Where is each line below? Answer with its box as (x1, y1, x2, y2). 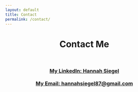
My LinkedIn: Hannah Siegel (49, 67, 119, 74)
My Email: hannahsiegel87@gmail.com (36, 80, 133, 87)
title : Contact (5, 12, 37, 17)
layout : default (5, 7, 39, 13)
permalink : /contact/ (5, 17, 51, 22)
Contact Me (59, 38, 109, 50)
